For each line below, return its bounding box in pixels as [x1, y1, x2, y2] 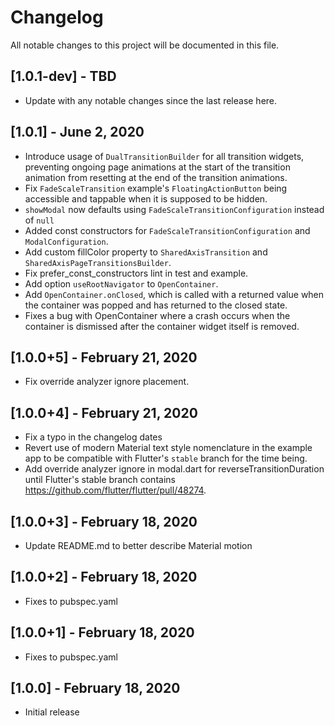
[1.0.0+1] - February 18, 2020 [10, 624, 195, 641]
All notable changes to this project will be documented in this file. [10, 39, 280, 51]
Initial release [24, 706, 80, 718]
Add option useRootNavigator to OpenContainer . [24, 277, 219, 290]
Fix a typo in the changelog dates [24, 431, 163, 443]
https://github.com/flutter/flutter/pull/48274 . [24, 484, 207, 496]
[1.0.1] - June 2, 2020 [10, 124, 145, 141]
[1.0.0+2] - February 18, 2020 [10, 569, 198, 586]
